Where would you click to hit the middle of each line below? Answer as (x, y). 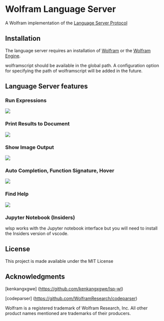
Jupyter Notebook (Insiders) (40, 217)
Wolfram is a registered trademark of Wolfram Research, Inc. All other (77, 308)
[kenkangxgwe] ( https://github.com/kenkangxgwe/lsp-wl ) (64, 289)
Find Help (17, 194)
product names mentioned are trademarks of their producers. (68, 313)
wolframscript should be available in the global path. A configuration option (82, 65)
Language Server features (46, 86)
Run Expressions (26, 100)
